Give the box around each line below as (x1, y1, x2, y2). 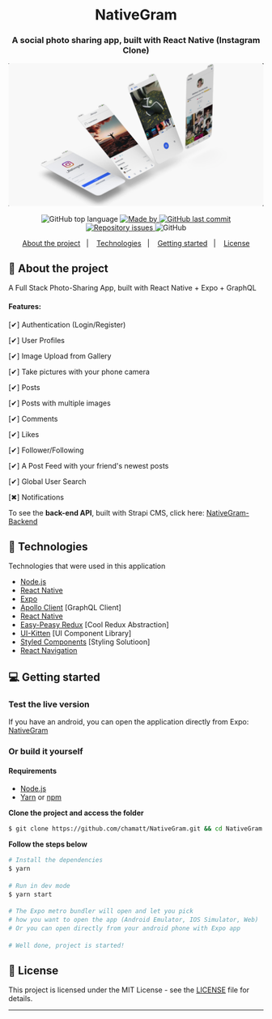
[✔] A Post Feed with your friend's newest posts (8, 461, 169, 470)
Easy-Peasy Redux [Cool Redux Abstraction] (19, 620, 169, 630)
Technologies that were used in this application (8, 561, 166, 571)
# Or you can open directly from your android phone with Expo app (8, 924, 241, 932)
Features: (8, 301, 42, 311)
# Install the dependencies (8, 856, 104, 864)
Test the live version (8, 698, 90, 710)
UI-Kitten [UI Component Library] (19, 629, 132, 639)
